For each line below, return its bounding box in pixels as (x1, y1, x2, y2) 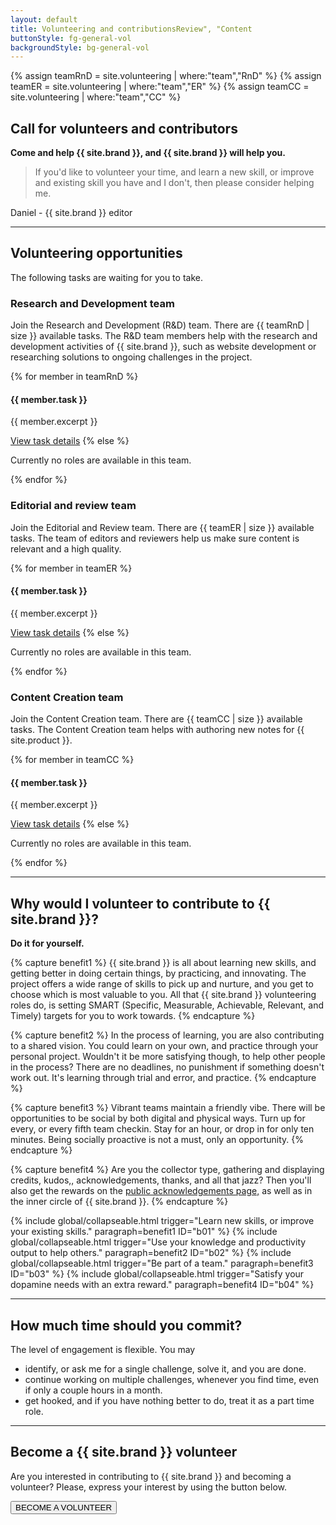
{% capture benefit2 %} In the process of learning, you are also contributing (10, 1029, 325, 1041)
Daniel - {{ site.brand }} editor (10, 207, 133, 219)
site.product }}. (10, 734, 73, 746)
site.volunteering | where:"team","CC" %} (10, 91, 182, 103)
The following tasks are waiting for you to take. (10, 271, 203, 283)
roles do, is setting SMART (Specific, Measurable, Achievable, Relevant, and (10, 999, 324, 1011)
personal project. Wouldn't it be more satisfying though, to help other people (10, 1051, 326, 1063)
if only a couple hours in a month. (24, 1384, 163, 1396)
